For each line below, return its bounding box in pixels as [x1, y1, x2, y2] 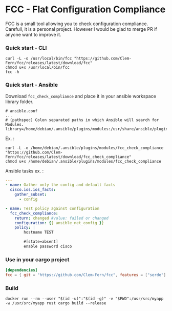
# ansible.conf [5, 108, 38, 113]
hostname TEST [24, 230, 54, 235]
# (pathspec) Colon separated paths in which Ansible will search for [5, 117, 159, 123]
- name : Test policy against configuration [5, 206, 100, 211]
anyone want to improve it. [5, 31, 61, 37]
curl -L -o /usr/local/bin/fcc [5, 56, 72, 61]
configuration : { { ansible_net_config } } [14, 220, 104, 225]
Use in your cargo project [5, 256, 70, 263]
